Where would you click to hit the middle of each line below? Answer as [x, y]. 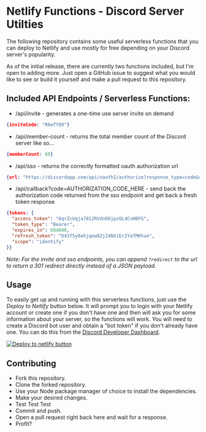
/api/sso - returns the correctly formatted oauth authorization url [97, 166]
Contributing [31, 363]
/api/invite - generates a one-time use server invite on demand [94, 113]
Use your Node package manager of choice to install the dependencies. [106, 391]
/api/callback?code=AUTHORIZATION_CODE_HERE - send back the [100, 189]
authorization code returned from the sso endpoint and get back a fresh [106, 195]
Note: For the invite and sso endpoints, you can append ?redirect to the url [102, 259]
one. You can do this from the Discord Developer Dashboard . [83, 332]
